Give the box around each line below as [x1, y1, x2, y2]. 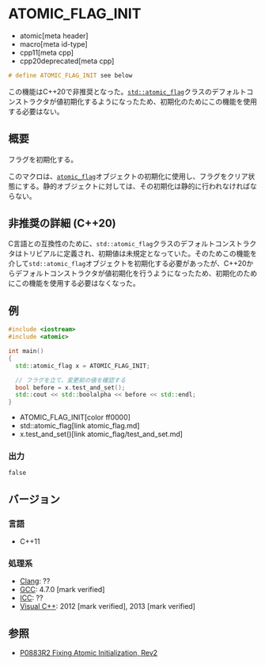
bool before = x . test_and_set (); [15, 383, 126, 392]
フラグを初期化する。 [8, 154, 78, 164]
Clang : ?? [19, 576, 51, 586]
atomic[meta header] [19, 31, 89, 40]
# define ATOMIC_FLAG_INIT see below [8, 71, 133, 79]
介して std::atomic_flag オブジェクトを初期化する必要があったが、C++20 [8, 259, 247, 268]
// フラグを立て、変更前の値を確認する [15, 376, 127, 384]
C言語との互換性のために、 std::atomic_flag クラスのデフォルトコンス [8, 239, 236, 249]
